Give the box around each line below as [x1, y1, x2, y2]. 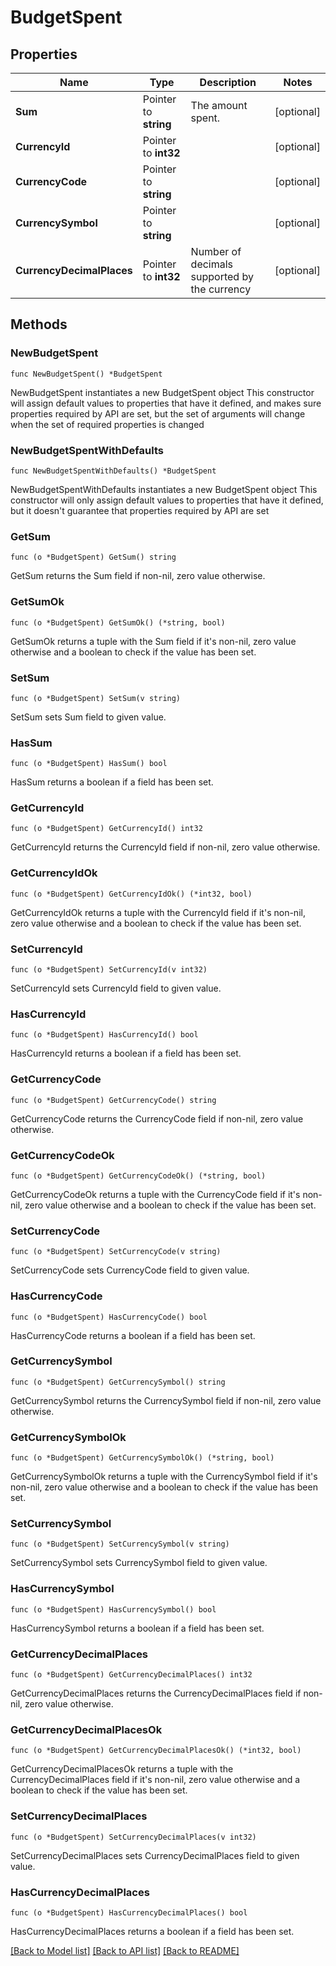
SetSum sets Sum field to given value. [10, 711, 167, 723]
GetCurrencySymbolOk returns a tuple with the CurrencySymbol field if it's [10, 1471, 318, 1483]
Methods [10, 316, 68, 333]
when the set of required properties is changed [10, 418, 205, 430]
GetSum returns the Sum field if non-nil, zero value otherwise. [10, 570, 266, 582]
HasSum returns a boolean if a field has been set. [10, 776, 214, 788]
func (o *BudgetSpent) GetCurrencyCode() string [10, 1095, 217, 1105]
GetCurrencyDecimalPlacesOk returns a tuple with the [10, 1763, 234, 1775]
